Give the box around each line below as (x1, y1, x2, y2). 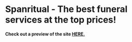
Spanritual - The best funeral (5, 3, 127, 15)
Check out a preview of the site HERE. (5, 31, 85, 37)
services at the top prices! (5, 14, 116, 25)
